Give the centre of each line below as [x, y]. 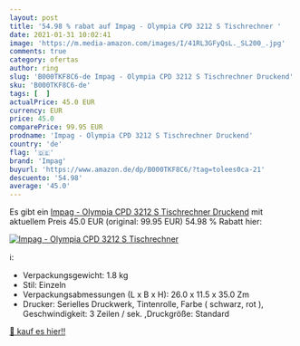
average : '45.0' [40, 187]
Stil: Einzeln [44, 285]
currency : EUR [36, 111]
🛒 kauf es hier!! [38, 332]
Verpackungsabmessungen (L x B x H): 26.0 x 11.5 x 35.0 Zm [135, 294]
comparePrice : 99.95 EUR [56, 128]
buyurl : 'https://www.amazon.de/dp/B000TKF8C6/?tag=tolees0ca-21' [137, 169]
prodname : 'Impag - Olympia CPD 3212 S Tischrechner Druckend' [131, 136]
